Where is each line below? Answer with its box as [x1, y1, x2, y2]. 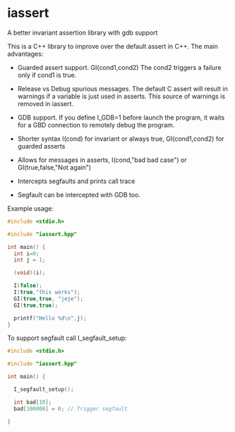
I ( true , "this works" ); [13, 288, 80, 296]
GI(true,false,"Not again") [17, 163, 92, 171]
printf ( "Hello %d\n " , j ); [13, 315, 87, 322]
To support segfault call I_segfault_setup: [7, 334, 127, 342]
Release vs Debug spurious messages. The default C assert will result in [17, 84, 228, 93]
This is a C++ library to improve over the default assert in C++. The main [7, 42, 219, 50]
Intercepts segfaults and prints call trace [17, 177, 135, 185]
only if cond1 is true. [17, 71, 77, 79]
